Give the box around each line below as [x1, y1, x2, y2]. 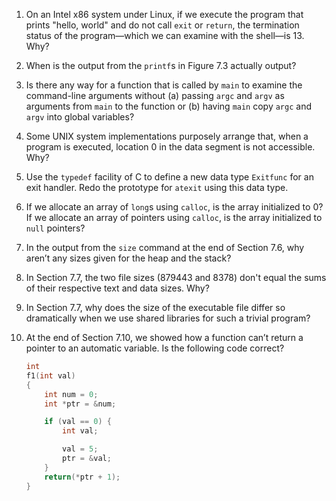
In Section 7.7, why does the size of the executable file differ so [25, 302, 286, 313]
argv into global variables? [25, 111, 135, 123]
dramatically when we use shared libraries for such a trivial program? [25, 312, 311, 324]
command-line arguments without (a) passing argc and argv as [25, 90, 285, 101]
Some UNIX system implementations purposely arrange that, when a [25, 130, 309, 142]
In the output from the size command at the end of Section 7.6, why [25, 242, 305, 253]
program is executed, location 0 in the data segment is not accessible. [25, 141, 316, 153]
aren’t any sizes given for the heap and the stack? [25, 252, 232, 264]
